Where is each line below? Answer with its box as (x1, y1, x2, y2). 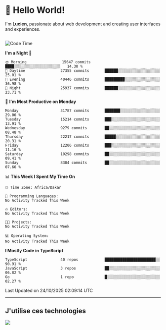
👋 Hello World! (5, 4, 65, 16)
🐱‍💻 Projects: (5, 220, 32, 225)
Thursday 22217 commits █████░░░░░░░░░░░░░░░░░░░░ (5, 134, 161, 139)
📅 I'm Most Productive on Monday (5, 99, 77, 105)
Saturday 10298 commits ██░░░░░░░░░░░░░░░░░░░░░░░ (5, 152, 161, 157)
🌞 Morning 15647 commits (5, 59, 91, 65)
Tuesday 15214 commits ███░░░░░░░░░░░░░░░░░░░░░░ (5, 117, 161, 122)
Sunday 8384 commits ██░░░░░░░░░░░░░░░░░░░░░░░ (5, 161, 161, 165)
